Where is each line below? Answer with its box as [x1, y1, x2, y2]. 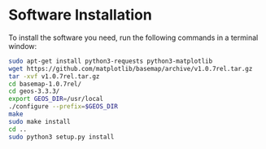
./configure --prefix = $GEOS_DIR [8, 103, 118, 111]
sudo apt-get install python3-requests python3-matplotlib [8, 57, 213, 65]
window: [8, 41, 37, 50]
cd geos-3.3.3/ [8, 87, 60, 95]
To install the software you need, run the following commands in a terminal [8, 33, 259, 42]
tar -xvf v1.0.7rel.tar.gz [8, 72, 100, 81]
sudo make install [8, 117, 71, 125]
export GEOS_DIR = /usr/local [8, 95, 104, 103]
